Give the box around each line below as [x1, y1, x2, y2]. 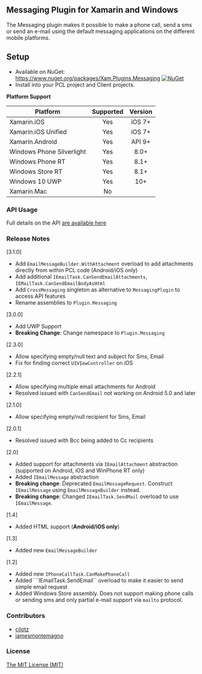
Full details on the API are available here [6, 219, 106, 226]
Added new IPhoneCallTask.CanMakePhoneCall [15, 570, 130, 578]
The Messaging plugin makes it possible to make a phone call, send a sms [6, 21, 192, 28]
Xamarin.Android [9, 137, 58, 146]
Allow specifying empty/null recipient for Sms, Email [15, 413, 146, 421]
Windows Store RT [9, 167, 63, 176]
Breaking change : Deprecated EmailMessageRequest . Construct [15, 480, 173, 487]
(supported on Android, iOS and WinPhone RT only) [15, 467, 145, 474]
